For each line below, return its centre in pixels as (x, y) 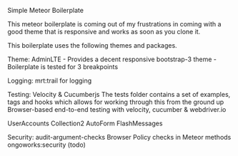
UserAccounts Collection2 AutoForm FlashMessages (85, 123)
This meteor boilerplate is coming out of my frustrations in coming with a (114, 24)
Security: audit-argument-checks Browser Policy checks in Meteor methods (119, 137)
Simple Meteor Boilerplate (46, 10)
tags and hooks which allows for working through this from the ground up (116, 102)
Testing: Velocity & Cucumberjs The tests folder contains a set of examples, (119, 94)
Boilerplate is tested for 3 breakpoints (63, 67)
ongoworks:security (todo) (46, 145)
